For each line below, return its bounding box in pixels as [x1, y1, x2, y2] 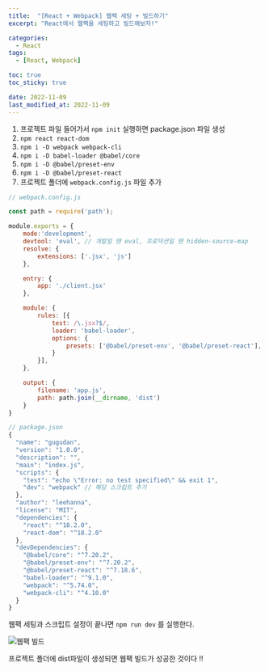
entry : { [23, 274, 53, 283]
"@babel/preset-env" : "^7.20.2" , [23, 559, 136, 567]
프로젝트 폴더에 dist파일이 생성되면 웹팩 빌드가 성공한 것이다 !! [8, 654, 204, 664]
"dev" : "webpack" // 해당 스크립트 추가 [23, 483, 147, 492]
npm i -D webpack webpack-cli [19, 143, 123, 151]
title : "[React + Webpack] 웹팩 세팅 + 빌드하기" [8, 11, 169, 20]
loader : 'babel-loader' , [51, 327, 136, 335]
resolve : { [23, 244, 60, 253]
